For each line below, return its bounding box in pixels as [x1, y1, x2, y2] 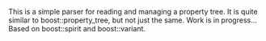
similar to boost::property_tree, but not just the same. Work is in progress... [8, 15, 257, 25]
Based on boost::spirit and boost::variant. [8, 24, 146, 33]
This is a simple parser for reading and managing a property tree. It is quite [8, 7, 258, 16]
